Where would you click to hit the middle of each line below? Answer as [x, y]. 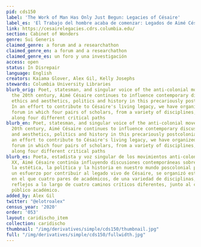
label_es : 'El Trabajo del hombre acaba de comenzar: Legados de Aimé [96, 23]
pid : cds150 [21, 12]
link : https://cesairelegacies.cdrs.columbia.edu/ [71, 28]
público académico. [36, 190]
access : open [22, 62]
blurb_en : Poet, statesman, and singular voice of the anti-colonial [95, 123]
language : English [29, 73]
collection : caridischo [36, 224]
